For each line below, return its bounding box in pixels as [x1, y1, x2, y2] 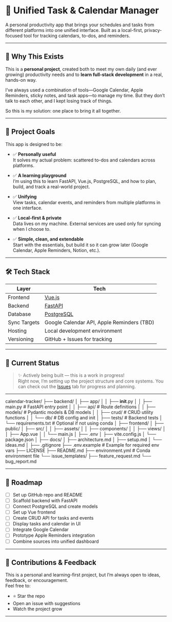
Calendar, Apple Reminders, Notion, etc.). [12, 247, 101, 253]
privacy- [144, 27, 162, 33]
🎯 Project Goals [5, 127, 55, 136]
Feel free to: [5, 583, 31, 589]
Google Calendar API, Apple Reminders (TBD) [44, 319, 155, 326]
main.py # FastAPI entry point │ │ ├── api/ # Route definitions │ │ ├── [5, 404, 156, 410]
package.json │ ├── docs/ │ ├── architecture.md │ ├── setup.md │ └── [5, 436, 162, 443]
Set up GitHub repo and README [12, 492, 83, 498]
